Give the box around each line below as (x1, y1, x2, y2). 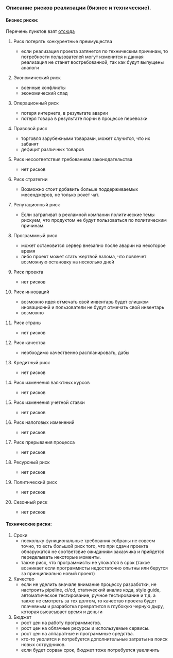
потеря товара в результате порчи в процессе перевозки (21, 115, 148, 122)
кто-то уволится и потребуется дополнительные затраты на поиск (21, 636, 168, 642)
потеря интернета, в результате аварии (21, 110, 108, 116)
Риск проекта (13, 269, 43, 275)
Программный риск (13, 233, 57, 239)
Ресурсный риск (13, 459, 50, 466)
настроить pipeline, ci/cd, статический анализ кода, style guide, (21, 587, 161, 593)
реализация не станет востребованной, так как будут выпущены (21, 59, 164, 65)
